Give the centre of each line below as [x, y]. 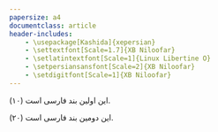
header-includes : [41, 34]
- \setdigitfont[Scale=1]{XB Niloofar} [98, 75]
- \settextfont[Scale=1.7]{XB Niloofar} [100, 50]
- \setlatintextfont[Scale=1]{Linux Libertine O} [118, 58]
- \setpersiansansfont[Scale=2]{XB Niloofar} [110, 67]
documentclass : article [53, 26]
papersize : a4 [35, 17]
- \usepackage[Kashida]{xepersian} [90, 42]
